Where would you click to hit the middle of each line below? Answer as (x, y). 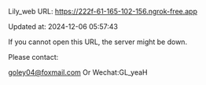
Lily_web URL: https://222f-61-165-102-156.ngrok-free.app (103, 11)
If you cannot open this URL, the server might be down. (97, 42)
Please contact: (33, 57)
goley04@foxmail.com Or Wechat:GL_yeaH (78, 72)
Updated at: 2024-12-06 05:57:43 (63, 26)
